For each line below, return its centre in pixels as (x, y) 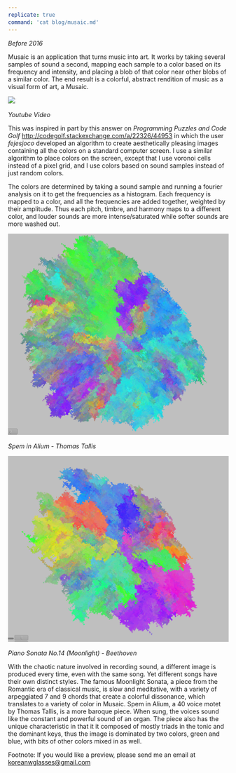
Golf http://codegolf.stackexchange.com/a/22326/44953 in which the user (116, 135)
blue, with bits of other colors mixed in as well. (75, 741)
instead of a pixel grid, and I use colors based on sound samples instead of (116, 166)
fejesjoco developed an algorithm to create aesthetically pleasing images (113, 143)
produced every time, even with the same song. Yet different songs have (113, 674)
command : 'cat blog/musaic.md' (54, 22)
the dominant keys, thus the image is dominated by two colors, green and (114, 734)
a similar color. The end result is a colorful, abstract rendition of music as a (116, 79)
